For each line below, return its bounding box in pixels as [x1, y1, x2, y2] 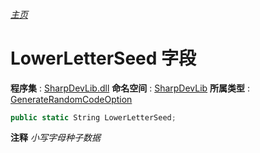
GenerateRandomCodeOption [10, 93, 133, 105]
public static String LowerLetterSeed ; [10, 112, 177, 123]
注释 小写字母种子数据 [10, 132, 101, 144]
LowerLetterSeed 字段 [10, 47, 197, 69]
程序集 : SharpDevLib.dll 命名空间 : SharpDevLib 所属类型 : [10, 82, 251, 94]
